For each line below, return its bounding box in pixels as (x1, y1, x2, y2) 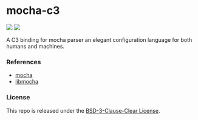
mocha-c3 (6, 4, 60, 18)
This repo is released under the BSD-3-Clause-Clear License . (6, 107, 160, 114)
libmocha (15, 78, 38, 85)
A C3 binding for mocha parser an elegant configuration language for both (6, 36, 193, 43)
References (6, 58, 41, 66)
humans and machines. (6, 42, 65, 50)
